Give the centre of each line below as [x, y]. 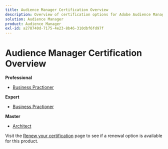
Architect [22, 126]
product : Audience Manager [33, 24]
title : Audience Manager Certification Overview [57, 10]
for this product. [22, 141]
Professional [19, 77]
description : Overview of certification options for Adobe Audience [78, 14]
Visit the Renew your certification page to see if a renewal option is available [84, 136]
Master [13, 116]
